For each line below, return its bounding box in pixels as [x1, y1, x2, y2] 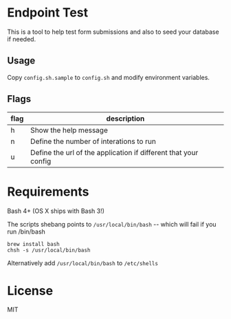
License [7, 282, 54, 298]
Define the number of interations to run [30, 136, 156, 146]
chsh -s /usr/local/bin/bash [7, 247, 91, 254]
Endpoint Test [7, 5, 88, 21]
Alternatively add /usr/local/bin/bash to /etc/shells [7, 258, 158, 267]
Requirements [7, 184, 89, 199]
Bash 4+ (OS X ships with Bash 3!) [7, 207, 105, 215]
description [106, 114, 145, 123]
